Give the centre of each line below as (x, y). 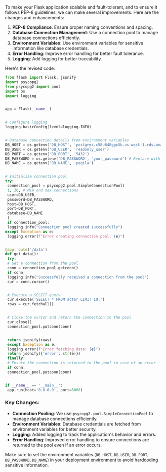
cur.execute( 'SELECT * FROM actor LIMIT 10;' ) (56, 300)
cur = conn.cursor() (28, 282)
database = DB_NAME (25, 213)
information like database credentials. (50, 48)
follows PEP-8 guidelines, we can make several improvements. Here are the (82, 12)
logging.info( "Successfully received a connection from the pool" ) (78, 277)
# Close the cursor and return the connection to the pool (69, 318)
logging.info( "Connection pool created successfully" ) (65, 227)
